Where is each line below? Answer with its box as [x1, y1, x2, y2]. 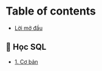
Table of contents [5, 4, 97, 18]
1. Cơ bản [14, 58, 38, 65]
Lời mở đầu [14, 24, 43, 32]
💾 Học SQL [5, 42, 47, 52]
